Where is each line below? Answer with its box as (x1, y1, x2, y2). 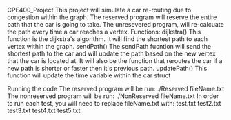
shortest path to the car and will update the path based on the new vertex (7, 49, 216, 58)
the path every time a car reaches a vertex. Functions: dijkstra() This (7, 27, 201, 36)
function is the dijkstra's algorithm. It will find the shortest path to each (7, 35, 208, 43)
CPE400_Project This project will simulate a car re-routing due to (7, 6, 192, 14)
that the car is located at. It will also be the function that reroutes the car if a (7, 57, 223, 64)
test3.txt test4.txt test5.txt (7, 106, 81, 115)
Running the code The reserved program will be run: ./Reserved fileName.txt (7, 85, 225, 93)
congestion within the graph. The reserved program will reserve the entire (7, 13, 217, 21)
